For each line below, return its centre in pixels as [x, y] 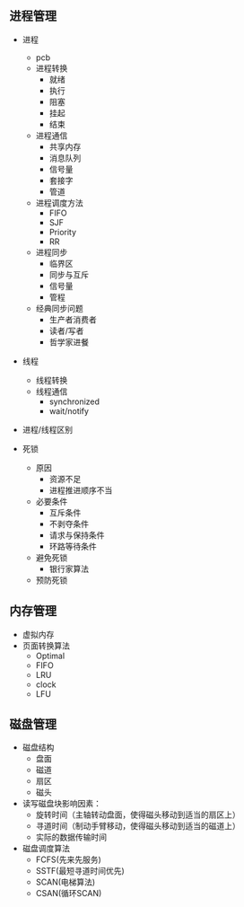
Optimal [50, 656]
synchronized [74, 401]
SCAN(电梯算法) [65, 882]
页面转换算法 [46, 646]
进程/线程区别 [48, 429]
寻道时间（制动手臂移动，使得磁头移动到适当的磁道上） [138, 826]
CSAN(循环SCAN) [69, 894]
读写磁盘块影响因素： [61, 804]
